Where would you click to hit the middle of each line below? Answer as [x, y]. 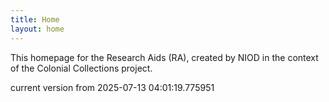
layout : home [37, 29]
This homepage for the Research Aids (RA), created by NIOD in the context [164, 57]
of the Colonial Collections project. [81, 68]
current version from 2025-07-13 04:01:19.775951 [112, 87]
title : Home [35, 19]
